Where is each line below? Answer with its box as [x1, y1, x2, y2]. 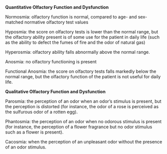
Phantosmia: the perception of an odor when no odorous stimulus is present [5, 119, 162, 124]
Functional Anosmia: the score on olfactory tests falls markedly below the [5, 68, 156, 74]
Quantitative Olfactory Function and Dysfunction [5, 4, 109, 10]
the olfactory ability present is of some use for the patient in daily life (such [5, 34, 160, 40]
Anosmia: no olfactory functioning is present [5, 59, 96, 64]
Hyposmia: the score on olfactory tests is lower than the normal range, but [5, 29, 158, 34]
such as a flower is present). [5, 129, 64, 135]
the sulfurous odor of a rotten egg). [5, 109, 78, 115]
